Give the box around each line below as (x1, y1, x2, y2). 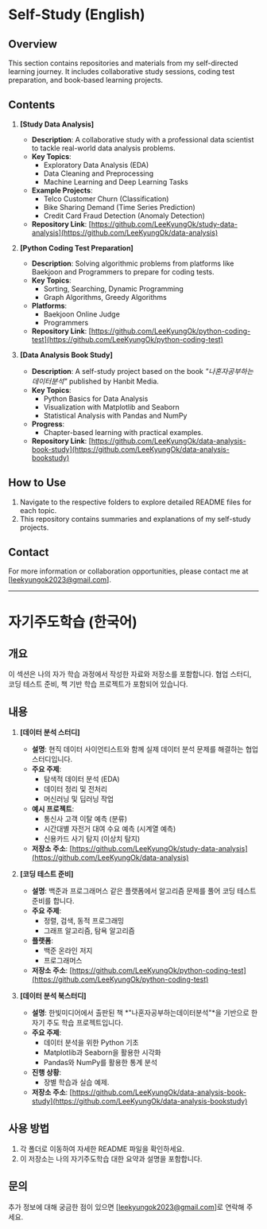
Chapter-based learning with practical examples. (43, 427, 204, 437)
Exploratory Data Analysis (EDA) (43, 160, 149, 169)
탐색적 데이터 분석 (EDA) (43, 774, 121, 784)
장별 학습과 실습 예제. (43, 1078, 110, 1087)
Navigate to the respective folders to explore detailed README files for (19, 497, 252, 507)
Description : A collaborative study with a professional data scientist (31, 134, 254, 144)
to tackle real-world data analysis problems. (31, 143, 176, 153)
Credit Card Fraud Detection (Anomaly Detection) (43, 211, 205, 220)
